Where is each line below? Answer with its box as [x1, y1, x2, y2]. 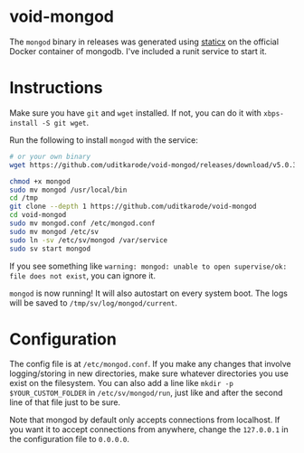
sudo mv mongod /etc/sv [9, 227, 100, 236]
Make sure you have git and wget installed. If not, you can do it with [9, 107, 262, 118]
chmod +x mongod [9, 176, 71, 186]
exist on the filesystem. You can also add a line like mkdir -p [9, 378, 233, 389]
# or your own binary [9, 152, 91, 161]
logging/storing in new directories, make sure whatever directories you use [9, 368, 290, 379]
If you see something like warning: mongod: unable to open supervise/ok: [9, 260, 288, 271]
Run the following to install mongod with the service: [9, 134, 199, 146]
